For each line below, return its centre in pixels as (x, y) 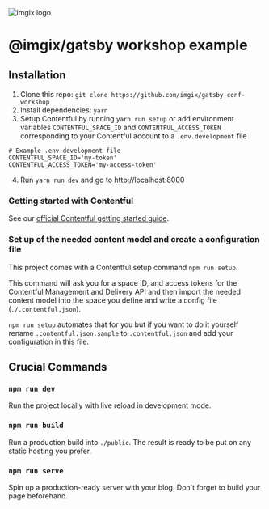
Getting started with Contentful (71, 201)
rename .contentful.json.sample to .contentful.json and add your (121, 333)
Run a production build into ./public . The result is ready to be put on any (130, 442)
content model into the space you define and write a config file (113, 300)
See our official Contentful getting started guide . (89, 218)
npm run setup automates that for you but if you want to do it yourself (124, 324)
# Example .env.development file (65, 151)
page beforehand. (38, 496)
